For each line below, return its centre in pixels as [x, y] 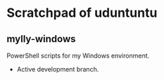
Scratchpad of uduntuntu [82, 13]
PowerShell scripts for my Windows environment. [78, 55]
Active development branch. [58, 69]
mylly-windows [41, 39]
